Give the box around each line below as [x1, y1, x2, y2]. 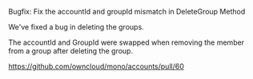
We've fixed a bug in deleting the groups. [8, 22, 144, 31]
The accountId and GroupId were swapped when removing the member [8, 38, 245, 47]
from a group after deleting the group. [8, 46, 134, 55]
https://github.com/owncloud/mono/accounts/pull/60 [8, 61, 184, 71]
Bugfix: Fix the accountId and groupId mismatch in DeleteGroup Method [8, 7, 246, 16]
